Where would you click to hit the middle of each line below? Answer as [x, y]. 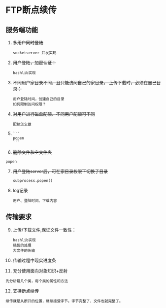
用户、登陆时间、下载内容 [35, 201]
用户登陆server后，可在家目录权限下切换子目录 [60, 171]
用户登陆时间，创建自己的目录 [38, 99]
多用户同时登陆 [28, 43]
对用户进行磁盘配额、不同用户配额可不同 [54, 114]
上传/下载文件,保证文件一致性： [44, 230]
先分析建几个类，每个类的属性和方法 [37, 281]
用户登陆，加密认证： [34, 63]
